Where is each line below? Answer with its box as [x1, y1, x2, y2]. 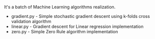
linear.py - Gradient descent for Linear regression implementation [11, 24, 144, 29]
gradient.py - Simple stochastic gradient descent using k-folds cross [11, 13, 150, 19]
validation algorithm [11, 19, 52, 24]
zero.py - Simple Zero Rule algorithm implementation [11, 29, 118, 34]
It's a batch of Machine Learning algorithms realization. [4, 4, 116, 10]
